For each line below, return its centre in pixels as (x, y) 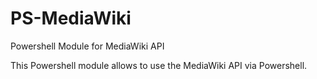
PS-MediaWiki (71, 18)
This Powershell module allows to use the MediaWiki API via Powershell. (159, 65)
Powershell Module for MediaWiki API (87, 46)
